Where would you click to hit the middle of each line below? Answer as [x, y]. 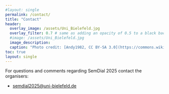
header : [13, 24]
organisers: [17, 76]
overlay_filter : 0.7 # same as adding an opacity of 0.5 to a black [83, 33]
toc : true [16, 52]
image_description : [30, 43]
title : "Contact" [23, 19]
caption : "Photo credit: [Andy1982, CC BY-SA [58, 47]
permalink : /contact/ [28, 15]
